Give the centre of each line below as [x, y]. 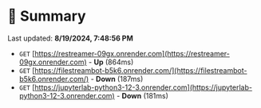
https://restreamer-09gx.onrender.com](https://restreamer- [132, 53]
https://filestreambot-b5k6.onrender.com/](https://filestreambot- [141, 70]
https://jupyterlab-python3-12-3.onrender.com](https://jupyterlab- [144, 87]
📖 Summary [47, 16]
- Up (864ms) [111, 62]
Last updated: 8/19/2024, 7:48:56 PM [70, 38]
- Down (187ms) [117, 79]
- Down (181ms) [142, 95]
